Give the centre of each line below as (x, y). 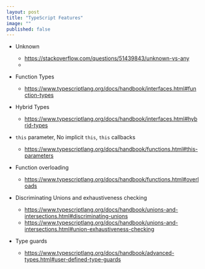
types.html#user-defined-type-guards (73, 260)
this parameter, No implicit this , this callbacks (75, 137)
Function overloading (42, 168)
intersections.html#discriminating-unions (76, 216)
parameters (39, 156)
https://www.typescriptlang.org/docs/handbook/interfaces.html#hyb (111, 119)
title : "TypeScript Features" (45, 18)
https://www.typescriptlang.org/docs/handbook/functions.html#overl (111, 180)
